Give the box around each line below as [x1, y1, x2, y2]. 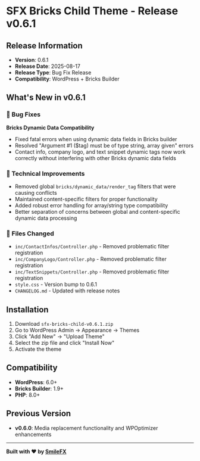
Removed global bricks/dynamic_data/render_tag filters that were [14, 183, 176, 190]
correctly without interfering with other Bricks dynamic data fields [14, 154, 177, 161]
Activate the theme [14, 345, 62, 353]
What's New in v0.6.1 [6, 92, 86, 102]
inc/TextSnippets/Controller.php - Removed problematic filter [14, 268, 170, 275]
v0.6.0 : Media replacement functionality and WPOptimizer [14, 424, 158, 431]
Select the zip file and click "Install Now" [14, 339, 115, 347]
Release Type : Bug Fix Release [14, 69, 92, 76]
